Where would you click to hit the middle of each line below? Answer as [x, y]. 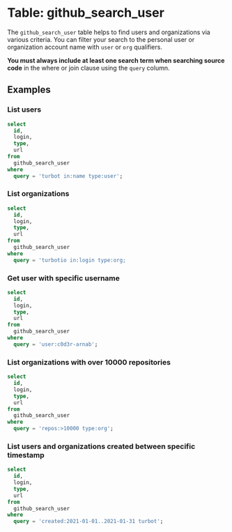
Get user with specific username [64, 278]
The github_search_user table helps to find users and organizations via [109, 32]
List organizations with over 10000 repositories [89, 362]
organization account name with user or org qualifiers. [85, 47]
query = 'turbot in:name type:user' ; [68, 176]
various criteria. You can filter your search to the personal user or [101, 39]
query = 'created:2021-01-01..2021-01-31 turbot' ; [88, 522]
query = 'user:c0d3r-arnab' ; [56, 344]
